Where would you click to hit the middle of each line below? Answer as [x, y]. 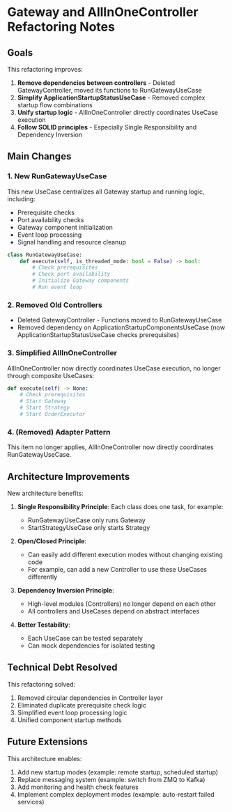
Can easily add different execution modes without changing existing [125, 555]
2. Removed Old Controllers [55, 305]
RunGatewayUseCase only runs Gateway [87, 520]
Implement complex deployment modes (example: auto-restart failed [116, 794]
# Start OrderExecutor [53, 414]
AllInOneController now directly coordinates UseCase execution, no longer [114, 368]
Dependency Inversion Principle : [65, 591]
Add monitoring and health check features [78, 787]
